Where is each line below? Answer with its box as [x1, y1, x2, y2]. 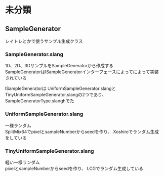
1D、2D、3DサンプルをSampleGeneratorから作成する [5, 63, 114, 69]
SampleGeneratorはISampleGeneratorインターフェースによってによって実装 [5, 69, 159, 75]
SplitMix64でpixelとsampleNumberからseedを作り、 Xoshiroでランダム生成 [5, 129, 159, 134]
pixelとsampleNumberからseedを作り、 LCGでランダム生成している [5, 165, 144, 171]
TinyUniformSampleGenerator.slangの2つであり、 [5, 92, 107, 98]
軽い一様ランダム [5, 159, 40, 165]
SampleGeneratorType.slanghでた [5, 98, 75, 104]
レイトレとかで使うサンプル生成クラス [5, 38, 83, 44]
